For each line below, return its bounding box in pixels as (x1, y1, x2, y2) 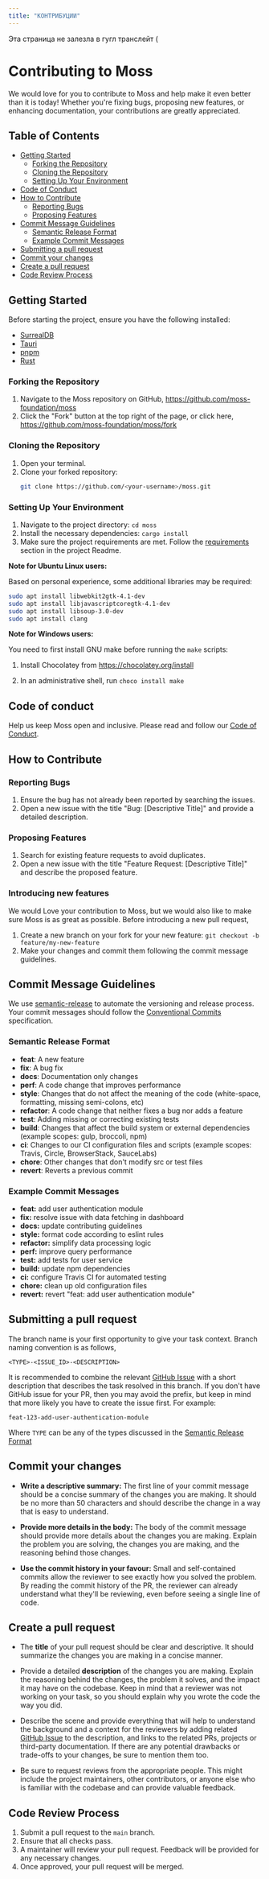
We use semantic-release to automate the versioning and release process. (8, 999, 255, 1008)
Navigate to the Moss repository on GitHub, (19, 394, 165, 404)
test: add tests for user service (19, 1255, 123, 1264)
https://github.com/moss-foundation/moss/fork (19, 420, 177, 430)
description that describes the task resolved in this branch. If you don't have (8, 1381, 261, 1391)
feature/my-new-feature (19, 938, 100, 946)
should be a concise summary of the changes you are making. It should (19, 1490, 257, 1499)
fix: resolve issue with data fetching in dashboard (19, 1212, 185, 1222)
